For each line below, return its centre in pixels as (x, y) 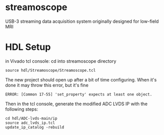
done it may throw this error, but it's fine (47, 85)
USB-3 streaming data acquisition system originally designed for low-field (82, 21)
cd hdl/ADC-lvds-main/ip (31, 118)
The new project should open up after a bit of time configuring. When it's (81, 79)
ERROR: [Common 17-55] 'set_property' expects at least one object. (79, 94)
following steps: (22, 109)
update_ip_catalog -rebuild (35, 127)
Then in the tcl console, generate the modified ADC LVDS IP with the (76, 104)
